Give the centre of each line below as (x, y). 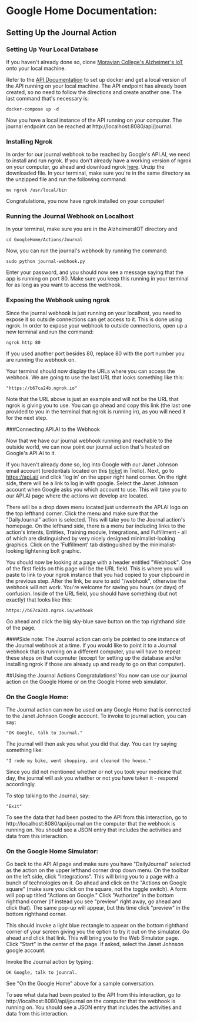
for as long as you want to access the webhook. (64, 285)
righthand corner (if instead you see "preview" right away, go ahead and (94, 901)
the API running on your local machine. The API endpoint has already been (96, 86)
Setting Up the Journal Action (61, 33)
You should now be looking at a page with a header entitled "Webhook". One (99, 562)
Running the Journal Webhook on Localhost (70, 216)
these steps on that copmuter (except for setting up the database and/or (94, 657)
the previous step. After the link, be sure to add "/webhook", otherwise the (96, 581)
